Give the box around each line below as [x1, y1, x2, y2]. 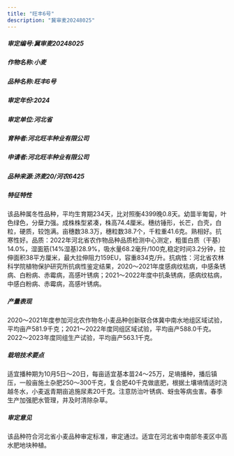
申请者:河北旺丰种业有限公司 [7, 153, 89, 162]
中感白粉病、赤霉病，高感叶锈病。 [7, 280, 105, 288]
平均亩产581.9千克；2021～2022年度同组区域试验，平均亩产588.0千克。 [7, 325, 215, 333]
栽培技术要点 [7, 351, 44, 359]
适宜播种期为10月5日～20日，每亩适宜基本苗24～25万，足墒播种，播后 [7, 370, 212, 378]
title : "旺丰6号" [7, 10, 54, 17]
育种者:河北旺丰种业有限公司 [7, 134, 89, 142]
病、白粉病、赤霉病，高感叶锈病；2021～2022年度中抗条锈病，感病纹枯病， [7, 271, 226, 280]
